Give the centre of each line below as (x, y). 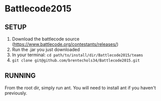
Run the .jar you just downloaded (46, 50)
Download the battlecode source (45, 39)
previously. (16, 93)
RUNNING (20, 76)
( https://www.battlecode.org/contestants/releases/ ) (65, 44)
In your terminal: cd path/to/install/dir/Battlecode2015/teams (77, 55)
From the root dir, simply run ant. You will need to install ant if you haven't (80, 88)
